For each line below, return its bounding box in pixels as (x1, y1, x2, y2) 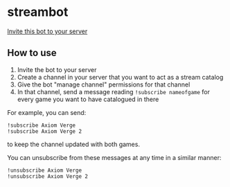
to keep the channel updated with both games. (7, 140, 141, 148)
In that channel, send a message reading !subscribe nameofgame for (17, 87, 210, 96)
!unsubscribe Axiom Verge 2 (7, 172, 89, 180)
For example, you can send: (7, 108, 87, 116)
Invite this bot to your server (7, 27, 88, 35)
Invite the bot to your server (17, 65, 97, 73)
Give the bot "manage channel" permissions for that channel (17, 80, 191, 89)
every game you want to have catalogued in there (17, 95, 159, 103)
